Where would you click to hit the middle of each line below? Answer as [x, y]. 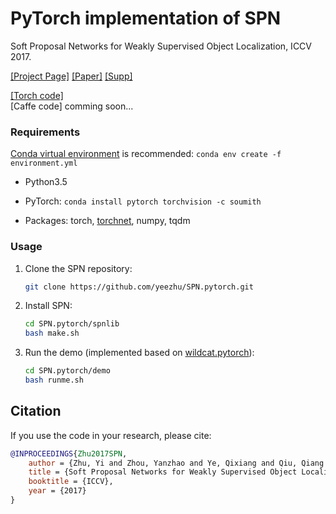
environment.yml [44, 163]
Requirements [45, 132]
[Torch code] [37, 95]
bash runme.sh [54, 380]
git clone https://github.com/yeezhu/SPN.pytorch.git [139, 287]
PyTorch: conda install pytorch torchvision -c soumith [143, 201]
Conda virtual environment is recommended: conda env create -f [146, 154]
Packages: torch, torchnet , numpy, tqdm [107, 221]
